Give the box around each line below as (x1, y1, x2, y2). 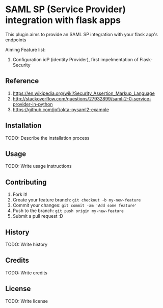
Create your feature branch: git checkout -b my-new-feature (12, 197, 141, 203)
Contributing (5, 177, 47, 187)
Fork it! (12, 191, 28, 197)
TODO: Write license (5, 298, 48, 304)
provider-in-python (12, 101, 53, 107)
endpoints (5, 37, 26, 43)
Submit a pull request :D (12, 213, 64, 219)
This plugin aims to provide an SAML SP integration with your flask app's (5, 31, 158, 37)
